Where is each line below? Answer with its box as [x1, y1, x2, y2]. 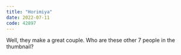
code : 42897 [6, 20, 36, 26]
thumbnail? [6, 43, 34, 50]
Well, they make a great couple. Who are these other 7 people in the [6, 37, 176, 44]
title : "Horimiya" [6, 8, 52, 15]
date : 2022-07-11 [6, 15, 50, 21]
